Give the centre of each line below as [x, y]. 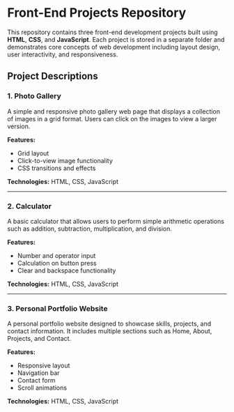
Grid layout [33, 153]
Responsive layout [44, 366]
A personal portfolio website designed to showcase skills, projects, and [109, 324]
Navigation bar [39, 373]
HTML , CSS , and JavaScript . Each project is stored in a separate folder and [116, 39]
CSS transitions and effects [56, 168]
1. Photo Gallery [34, 96]
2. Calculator [30, 206]
